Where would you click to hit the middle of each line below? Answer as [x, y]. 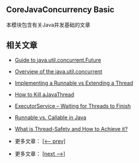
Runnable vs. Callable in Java [51, 117]
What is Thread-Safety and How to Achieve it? [71, 129]
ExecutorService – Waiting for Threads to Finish [73, 106]
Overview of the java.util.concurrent [58, 71]
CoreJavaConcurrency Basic [60, 10]
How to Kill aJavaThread [44, 94]
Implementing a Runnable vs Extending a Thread [74, 83]
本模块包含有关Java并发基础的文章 [48, 25]
